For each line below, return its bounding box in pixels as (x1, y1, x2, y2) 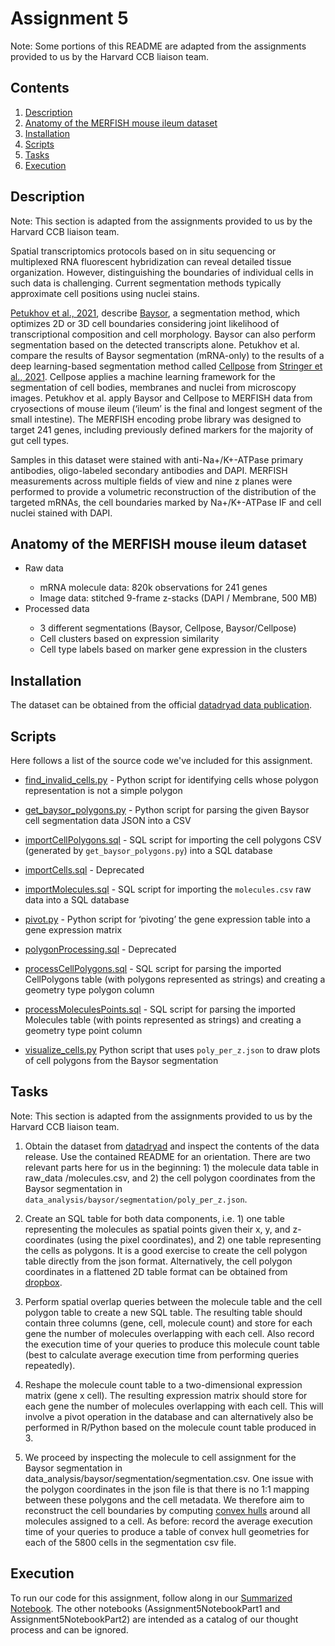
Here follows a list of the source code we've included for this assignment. (10, 755, 313, 766)
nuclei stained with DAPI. (10, 507, 113, 519)
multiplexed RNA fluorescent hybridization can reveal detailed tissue (10, 255, 292, 267)
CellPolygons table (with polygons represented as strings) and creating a (24, 973, 326, 985)
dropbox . (24, 1276, 63, 1288)
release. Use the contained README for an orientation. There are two (24, 1150, 311, 1162)
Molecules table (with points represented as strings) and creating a (24, 1014, 302, 1026)
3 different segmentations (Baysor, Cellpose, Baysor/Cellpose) (39, 622, 297, 634)
